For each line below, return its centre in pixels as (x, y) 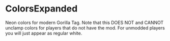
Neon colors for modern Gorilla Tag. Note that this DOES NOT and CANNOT (84, 22)
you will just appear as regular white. (44, 33)
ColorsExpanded (41, 9)
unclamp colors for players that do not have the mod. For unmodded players (85, 27)
